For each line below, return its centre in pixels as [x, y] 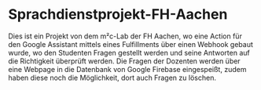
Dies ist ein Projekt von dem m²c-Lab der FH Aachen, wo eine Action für [125, 36]
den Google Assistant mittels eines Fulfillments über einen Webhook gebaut [131, 44]
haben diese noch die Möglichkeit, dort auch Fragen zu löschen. [112, 77]
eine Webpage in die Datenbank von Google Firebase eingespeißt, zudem [127, 69]
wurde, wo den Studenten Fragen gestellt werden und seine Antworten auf [129, 52]
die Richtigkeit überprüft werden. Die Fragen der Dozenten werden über [125, 61]
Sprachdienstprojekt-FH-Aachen [118, 14]
